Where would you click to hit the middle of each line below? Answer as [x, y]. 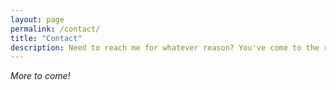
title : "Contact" [46, 38]
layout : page [37, 19]
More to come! [40, 76]
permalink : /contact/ [55, 29]
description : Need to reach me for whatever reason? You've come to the [165, 47]
